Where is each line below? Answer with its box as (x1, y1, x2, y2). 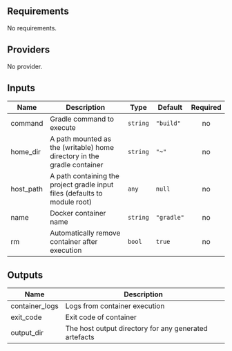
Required (191, 103, 222, 113)
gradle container (50, 160, 104, 170)
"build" (155, 120, 181, 127)
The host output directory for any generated (65, 324, 209, 334)
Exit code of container (65, 312, 137, 322)
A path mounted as (50, 134, 112, 144)
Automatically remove (50, 228, 121, 238)
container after (50, 237, 98, 247)
